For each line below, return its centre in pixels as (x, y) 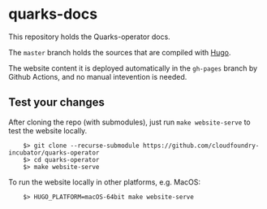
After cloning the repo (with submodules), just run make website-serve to (129, 122)
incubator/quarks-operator (54, 152)
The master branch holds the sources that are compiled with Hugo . (120, 52)
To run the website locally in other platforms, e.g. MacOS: (105, 182)
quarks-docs (53, 14)
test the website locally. (48, 130)
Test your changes (57, 102)
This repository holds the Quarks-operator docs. (89, 37)
